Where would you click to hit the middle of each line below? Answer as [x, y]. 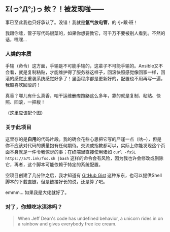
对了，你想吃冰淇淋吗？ [34, 207]
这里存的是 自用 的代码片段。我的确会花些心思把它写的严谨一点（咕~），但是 [83, 139]
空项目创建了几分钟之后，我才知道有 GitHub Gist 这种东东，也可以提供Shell [84, 175]
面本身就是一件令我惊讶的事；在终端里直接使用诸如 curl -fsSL [71, 152]
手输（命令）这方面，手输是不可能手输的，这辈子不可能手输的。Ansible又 [82, 66]
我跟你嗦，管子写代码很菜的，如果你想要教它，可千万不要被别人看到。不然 [83, 33]
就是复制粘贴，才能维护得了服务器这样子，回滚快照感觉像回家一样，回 [92, 72]
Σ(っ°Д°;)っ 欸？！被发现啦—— [55, 9]
